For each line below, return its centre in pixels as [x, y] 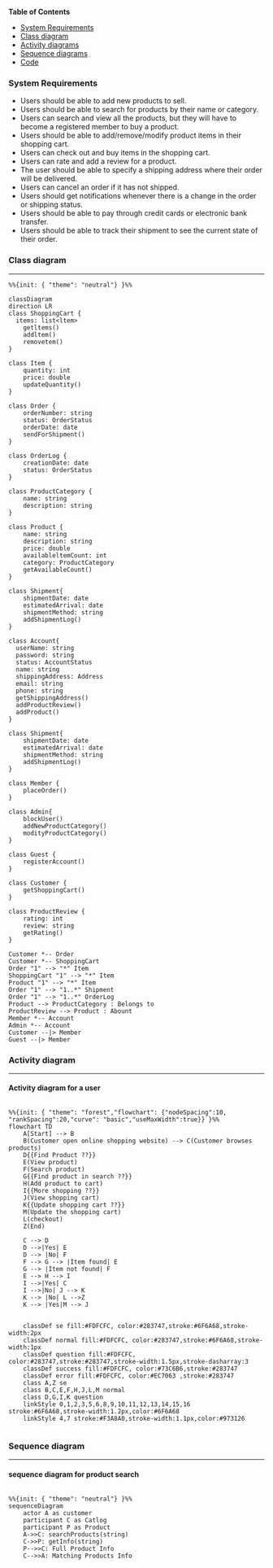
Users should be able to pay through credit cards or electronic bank [134, 213]
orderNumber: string [58, 413]
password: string [45, 655]
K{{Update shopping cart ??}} [74, 1205]
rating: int [43, 919]
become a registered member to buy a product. [100, 127]
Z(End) [34, 1227]
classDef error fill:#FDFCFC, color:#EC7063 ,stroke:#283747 [128, 1376]
